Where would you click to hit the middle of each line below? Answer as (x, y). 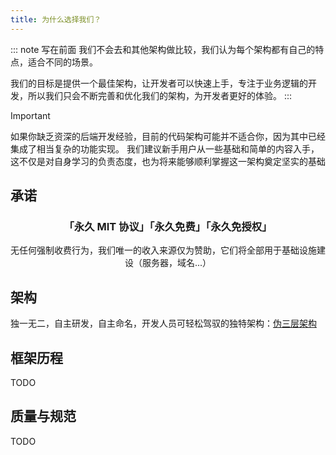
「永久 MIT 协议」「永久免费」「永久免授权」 (168, 226)
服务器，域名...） (176, 263)
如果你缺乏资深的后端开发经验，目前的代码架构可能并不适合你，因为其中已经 (168, 136)
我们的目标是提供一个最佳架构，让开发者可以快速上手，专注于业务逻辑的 (159, 83)
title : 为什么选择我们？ (56, 19)
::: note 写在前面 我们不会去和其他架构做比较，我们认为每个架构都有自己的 (163, 49)
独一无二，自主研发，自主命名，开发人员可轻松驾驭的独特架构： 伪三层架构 (163, 323)
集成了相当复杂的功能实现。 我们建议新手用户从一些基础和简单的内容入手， (165, 148)
